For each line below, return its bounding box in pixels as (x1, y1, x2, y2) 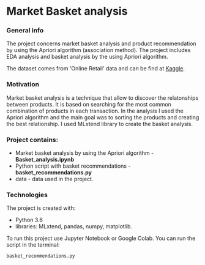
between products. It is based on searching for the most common (6, 100, 171, 108)
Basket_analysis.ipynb (15, 156, 75, 163)
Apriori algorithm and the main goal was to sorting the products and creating (6, 113, 199, 121)
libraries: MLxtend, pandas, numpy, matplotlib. (15, 223, 133, 230)
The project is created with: (6, 204, 76, 212)
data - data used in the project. (15, 176, 94, 183)
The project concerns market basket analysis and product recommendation (6, 40, 197, 47)
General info (6, 26, 44, 35)
